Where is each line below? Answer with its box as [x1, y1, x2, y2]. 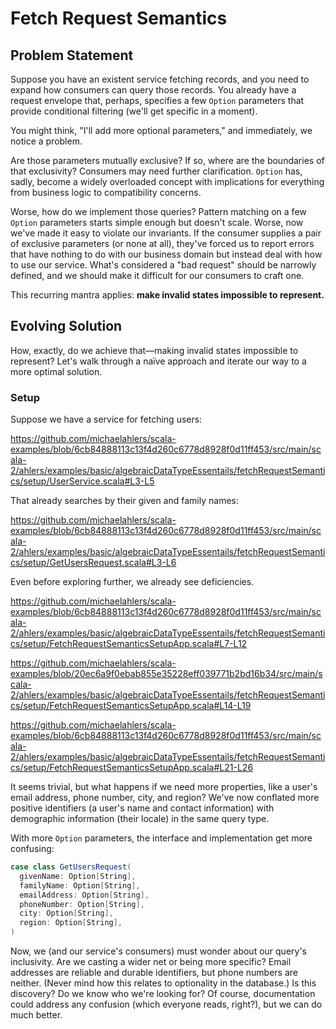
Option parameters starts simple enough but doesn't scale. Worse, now [10, 217, 304, 228]
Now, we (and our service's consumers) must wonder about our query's [10, 945, 307, 957]
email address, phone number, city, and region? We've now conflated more [10, 792, 320, 804]
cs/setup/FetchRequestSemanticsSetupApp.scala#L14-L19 [10, 700, 252, 712]
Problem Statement [10, 47, 134, 64]
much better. [10, 1009, 63, 1021]
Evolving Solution [10, 318, 123, 335]
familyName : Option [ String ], [19, 880, 141, 891]
